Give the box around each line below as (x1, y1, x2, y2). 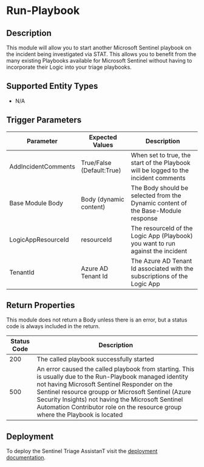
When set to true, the (131, 150, 191, 159)
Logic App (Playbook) (131, 231, 193, 240)
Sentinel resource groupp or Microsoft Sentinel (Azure (36, 388, 191, 396)
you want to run (131, 239, 176, 247)
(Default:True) (81, 166, 121, 174)
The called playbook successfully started (36, 355, 154, 363)
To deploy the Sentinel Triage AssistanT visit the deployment (6, 448, 158, 455)
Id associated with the (131, 264, 194, 273)
